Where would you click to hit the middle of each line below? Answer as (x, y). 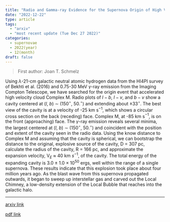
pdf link (13, 214)
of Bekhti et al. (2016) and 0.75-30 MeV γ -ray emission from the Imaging (81, 87)
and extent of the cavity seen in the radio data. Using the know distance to (83, 133)
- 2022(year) (24, 48)
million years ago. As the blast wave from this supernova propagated (77, 174)
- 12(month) (23, 52)
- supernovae (24, 43)
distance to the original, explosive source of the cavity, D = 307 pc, (75, 144)
